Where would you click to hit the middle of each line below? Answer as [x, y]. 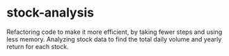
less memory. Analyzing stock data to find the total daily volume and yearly [114, 39]
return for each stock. [38, 46]
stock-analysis [50, 13]
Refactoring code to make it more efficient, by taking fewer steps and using [114, 32]
